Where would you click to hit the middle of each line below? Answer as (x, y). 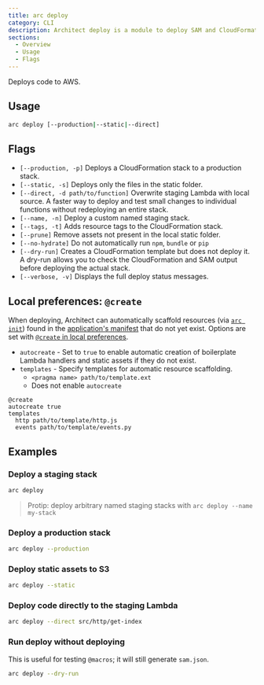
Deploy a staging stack (53, 474)
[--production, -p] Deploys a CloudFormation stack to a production (130, 168)
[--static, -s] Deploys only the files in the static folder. (111, 185)
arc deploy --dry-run (44, 673)
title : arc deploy (38, 15)
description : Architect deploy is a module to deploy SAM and (112, 30)
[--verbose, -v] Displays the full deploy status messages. (114, 277)
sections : (24, 37)
